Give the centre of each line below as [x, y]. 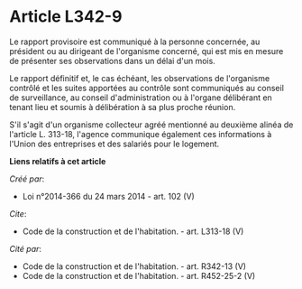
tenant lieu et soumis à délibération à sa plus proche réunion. [123, 107]
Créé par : [27, 179]
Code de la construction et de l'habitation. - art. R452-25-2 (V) [139, 275]
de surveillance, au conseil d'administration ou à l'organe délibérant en [141, 98]
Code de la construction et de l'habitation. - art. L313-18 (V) [133, 231]
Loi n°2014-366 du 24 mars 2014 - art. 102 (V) [109, 196]
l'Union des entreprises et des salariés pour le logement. [114, 144]
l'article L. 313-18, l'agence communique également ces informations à [141, 134]
